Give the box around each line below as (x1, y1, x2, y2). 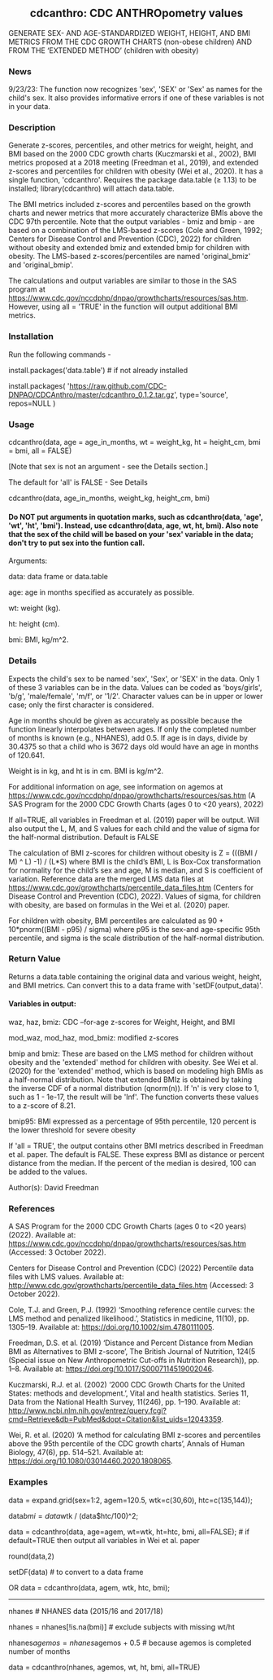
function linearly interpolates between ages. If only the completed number (8, 724, 257, 734)
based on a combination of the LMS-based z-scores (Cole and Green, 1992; (8, 226, 262, 235)
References (8, 1203, 55, 1214)
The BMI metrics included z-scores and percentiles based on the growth (8, 200, 252, 209)
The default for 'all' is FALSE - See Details (8, 477, 148, 487)
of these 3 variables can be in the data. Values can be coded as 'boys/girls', (8, 682, 262, 692)
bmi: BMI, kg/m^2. (8, 635, 69, 644)
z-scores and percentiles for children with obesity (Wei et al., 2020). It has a (8, 166, 264, 176)
